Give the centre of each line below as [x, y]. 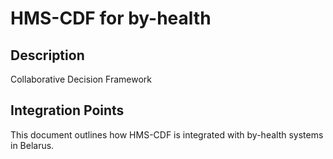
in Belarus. [32, 145]
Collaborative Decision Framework [81, 79]
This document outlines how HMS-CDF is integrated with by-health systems [167, 134]
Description [47, 55]
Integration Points [67, 110]
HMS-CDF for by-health [111, 18]
